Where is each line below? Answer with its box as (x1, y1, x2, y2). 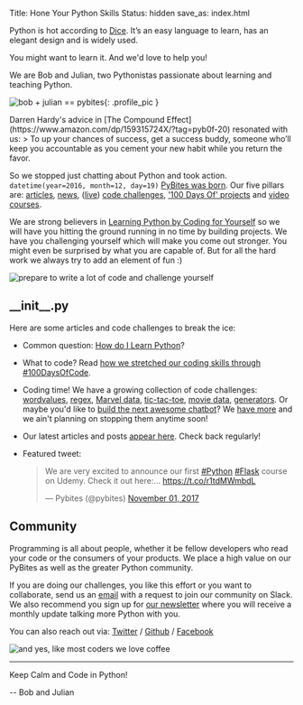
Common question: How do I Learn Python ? (22, 339, 185, 350)
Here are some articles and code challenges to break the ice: (9, 322, 236, 333)
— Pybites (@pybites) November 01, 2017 (44, 492, 200, 504)
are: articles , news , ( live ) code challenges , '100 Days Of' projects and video (9, 190, 290, 199)
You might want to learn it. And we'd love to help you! (9, 52, 207, 62)
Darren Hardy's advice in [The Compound (9, 115, 165, 125)
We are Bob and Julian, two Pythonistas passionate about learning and (9, 70, 272, 80)
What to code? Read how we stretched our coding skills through (22, 357, 262, 368)
